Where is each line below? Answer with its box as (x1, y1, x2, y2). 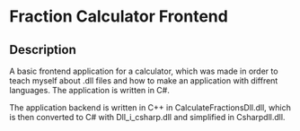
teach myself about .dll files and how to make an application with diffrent (9, 75, 278, 86)
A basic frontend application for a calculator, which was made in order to (9, 65, 278, 76)
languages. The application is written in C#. (9, 85, 171, 95)
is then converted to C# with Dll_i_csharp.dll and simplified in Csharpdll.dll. (9, 112, 286, 122)
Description (9, 42, 76, 57)
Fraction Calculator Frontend (9, 6, 229, 27)
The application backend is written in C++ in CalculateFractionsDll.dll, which (9, 102, 292, 113)
